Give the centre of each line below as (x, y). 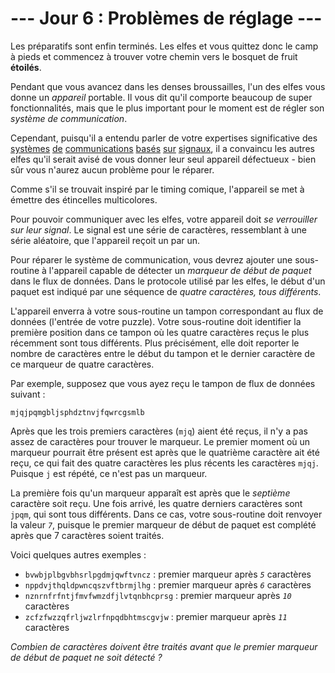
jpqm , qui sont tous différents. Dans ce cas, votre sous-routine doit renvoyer (166, 514)
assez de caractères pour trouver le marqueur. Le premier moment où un (160, 441)
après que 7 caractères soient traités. (87, 535)
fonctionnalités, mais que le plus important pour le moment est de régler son (167, 108)
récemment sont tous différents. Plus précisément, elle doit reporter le (155, 343)
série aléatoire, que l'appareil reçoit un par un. (105, 240)
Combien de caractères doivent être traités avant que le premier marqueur (164, 646)
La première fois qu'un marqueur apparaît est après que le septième (150, 493)
